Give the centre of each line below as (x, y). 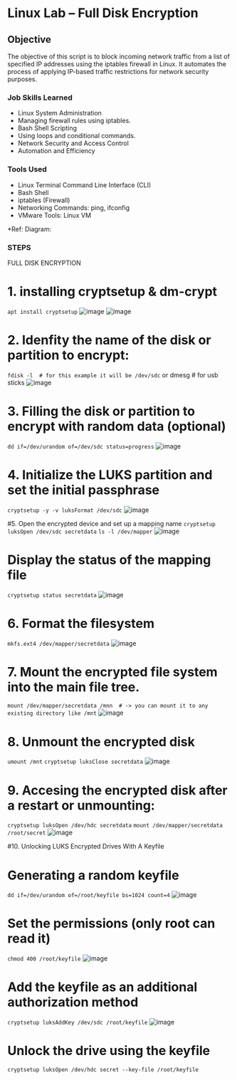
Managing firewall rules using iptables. (74, 121)
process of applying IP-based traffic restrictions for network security (108, 72)
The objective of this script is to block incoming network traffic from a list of (118, 56)
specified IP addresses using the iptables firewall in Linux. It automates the (117, 64)
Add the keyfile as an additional (102, 987)
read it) (29, 939)
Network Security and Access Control (73, 143)
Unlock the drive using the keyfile (109, 1051)
